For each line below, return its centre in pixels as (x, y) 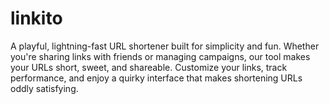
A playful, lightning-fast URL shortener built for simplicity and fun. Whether (165, 46)
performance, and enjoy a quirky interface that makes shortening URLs (156, 78)
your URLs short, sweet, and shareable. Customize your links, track (149, 67)
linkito (36, 18)
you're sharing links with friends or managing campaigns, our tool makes (160, 56)
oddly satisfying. (44, 88)
